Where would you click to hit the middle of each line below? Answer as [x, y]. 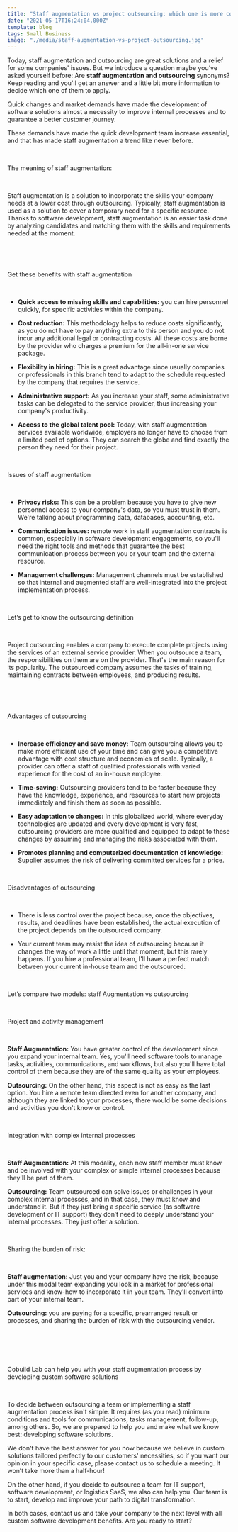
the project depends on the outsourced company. [90, 930]
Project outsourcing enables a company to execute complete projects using [118, 645]
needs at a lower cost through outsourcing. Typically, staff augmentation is [116, 203]
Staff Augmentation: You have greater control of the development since [113, 1049]
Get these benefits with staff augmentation [70, 274]
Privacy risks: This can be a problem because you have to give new [117, 502]
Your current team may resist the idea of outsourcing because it [110, 944]
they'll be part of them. [41, 1178]
